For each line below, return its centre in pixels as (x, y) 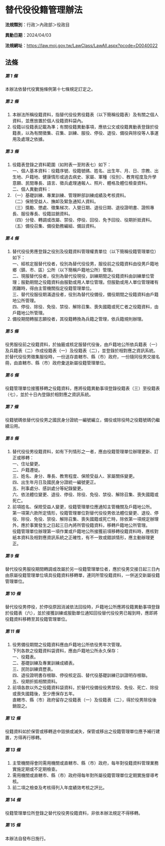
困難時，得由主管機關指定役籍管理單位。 (53, 288)
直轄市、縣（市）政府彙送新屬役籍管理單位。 (63, 363)
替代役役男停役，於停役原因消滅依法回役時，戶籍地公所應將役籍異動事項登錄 (82, 607)
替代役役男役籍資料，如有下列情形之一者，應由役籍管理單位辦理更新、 (83, 452)
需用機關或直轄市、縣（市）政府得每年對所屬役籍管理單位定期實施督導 (83, 775)
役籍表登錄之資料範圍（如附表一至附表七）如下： (62, 164)
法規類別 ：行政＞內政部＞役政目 (37, 25)
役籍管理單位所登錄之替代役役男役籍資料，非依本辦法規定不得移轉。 (74, 813)
